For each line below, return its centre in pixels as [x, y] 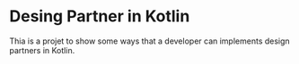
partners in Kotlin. [42, 50]
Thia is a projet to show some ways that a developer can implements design [149, 41]
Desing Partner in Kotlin [100, 16]
